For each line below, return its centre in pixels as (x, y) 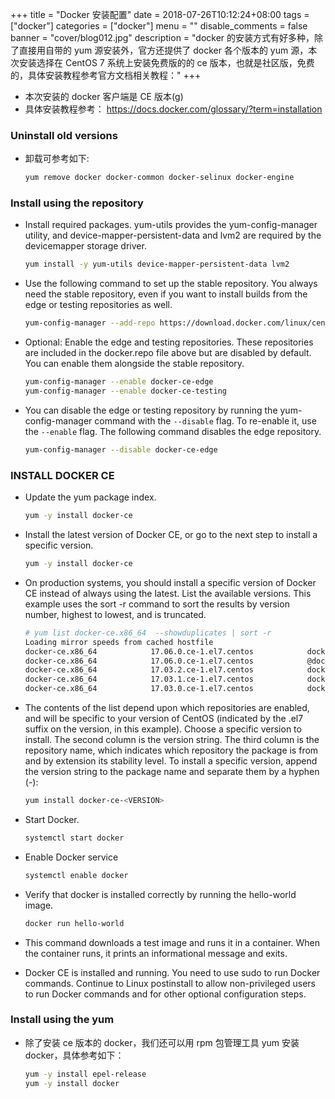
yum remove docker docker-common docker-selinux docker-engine (159, 178)
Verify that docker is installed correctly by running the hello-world (160, 894)
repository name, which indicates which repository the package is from (171, 750)
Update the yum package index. (90, 497)
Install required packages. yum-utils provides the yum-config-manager (171, 225)
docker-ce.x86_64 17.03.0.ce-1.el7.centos (139, 689)
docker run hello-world (74, 923)
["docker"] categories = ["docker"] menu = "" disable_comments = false (159, 26)
